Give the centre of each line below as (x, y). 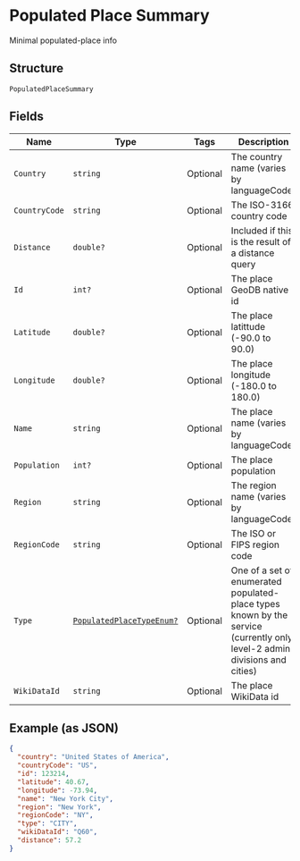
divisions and (259, 660)
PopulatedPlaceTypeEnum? (125, 620)
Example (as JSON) (64, 728)
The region (254, 485)
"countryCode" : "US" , (58, 765)
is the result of (261, 241)
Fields (27, 117)
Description (263, 141)
